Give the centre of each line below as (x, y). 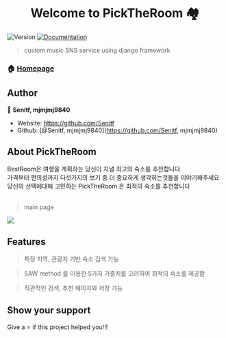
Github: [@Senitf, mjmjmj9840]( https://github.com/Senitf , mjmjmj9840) (117, 130)
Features (26, 242)
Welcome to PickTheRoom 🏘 (115, 13)
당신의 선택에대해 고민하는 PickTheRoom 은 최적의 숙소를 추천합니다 (99, 186)
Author (22, 93)
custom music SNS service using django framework (97, 50)
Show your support (49, 310)
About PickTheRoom (52, 152)
